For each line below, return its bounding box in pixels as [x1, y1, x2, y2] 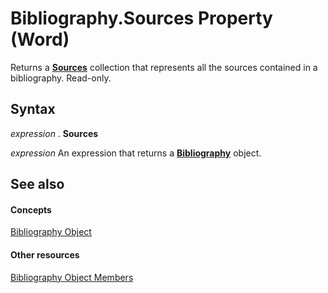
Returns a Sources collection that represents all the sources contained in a [10, 61, 318, 73]
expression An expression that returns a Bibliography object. [10, 147, 262, 159]
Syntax [10, 101, 56, 118]
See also [10, 176, 65, 193]
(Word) [10, 28, 70, 51]
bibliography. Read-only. [10, 72, 112, 84]
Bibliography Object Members [10, 271, 134, 283]
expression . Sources [10, 127, 99, 139]
